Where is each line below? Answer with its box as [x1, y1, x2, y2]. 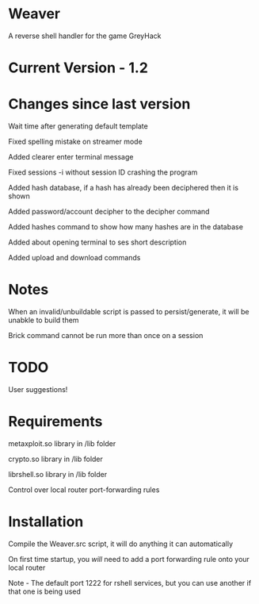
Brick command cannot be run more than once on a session [8, 331, 204, 340]
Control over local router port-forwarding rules [8, 485, 160, 494]
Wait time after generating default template [8, 121, 148, 131]
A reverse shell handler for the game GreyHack [8, 31, 162, 40]
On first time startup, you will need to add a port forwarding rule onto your [8, 554, 249, 564]
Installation [8, 513, 84, 531]
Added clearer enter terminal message [8, 152, 134, 162]
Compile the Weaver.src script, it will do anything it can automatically [8, 539, 234, 548]
